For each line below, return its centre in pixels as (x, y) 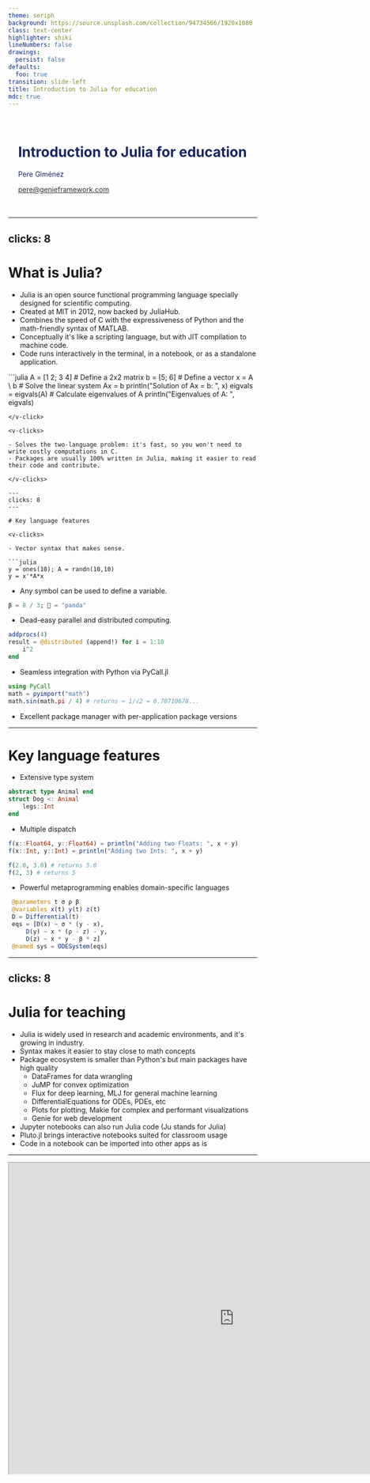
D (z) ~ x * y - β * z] (63, 939)
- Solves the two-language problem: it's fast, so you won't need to (125, 445)
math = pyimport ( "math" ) (49, 694)
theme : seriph (32, 15)
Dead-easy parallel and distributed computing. (96, 620)
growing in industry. (52, 1042)
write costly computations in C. (63, 452)
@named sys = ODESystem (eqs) (60, 946)
